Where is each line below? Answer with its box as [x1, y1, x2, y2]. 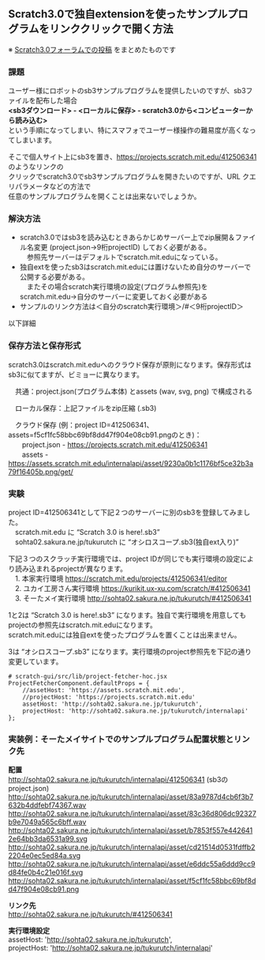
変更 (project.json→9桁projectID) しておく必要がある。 [33, 243, 211, 252]
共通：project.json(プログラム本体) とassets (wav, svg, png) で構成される [14, 386, 253, 396]
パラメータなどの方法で [14, 182, 91, 191]
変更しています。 [8, 657, 63, 666]
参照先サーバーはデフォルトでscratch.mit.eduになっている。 [26, 252, 222, 262]
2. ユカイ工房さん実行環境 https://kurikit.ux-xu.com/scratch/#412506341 [14, 584, 251, 593]
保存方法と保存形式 [8, 341, 81, 352]
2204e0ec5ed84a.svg [8, 851, 81, 860]
